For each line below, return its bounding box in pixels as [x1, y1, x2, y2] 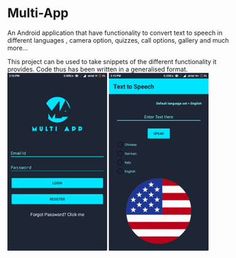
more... [7, 43, 28, 52]
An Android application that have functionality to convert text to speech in [7, 28, 223, 37]
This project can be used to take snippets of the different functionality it [7, 57, 217, 65]
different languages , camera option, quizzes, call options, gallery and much [7, 36, 229, 44]
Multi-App [7, 5, 69, 21]
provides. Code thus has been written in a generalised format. [7, 65, 189, 73]
